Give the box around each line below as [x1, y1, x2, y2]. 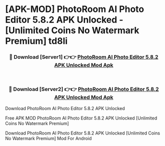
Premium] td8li [5, 35, 68, 47]
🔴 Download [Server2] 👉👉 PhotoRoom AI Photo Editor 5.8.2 [8, 86, 159, 93]
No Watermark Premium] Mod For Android [5, 135, 92, 141]
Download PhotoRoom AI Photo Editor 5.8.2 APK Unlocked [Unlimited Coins [5, 130, 161, 136]
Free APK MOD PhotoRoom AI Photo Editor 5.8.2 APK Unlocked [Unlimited [5, 115, 158, 121]
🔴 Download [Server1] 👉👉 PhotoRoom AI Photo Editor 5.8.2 [9, 53, 159, 60]
